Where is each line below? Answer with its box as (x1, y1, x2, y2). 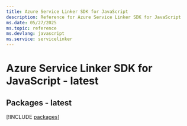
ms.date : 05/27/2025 (6, 20, 57, 25)
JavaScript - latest (6, 75, 99, 88)
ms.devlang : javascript (6, 31, 65, 37)
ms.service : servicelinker (6, 36, 73, 42)
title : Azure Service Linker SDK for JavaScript (6, 8, 128, 15)
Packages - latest (6, 98, 72, 108)
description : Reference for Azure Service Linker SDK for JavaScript (6, 14, 182, 20)
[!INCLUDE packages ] (6, 114, 60, 120)
